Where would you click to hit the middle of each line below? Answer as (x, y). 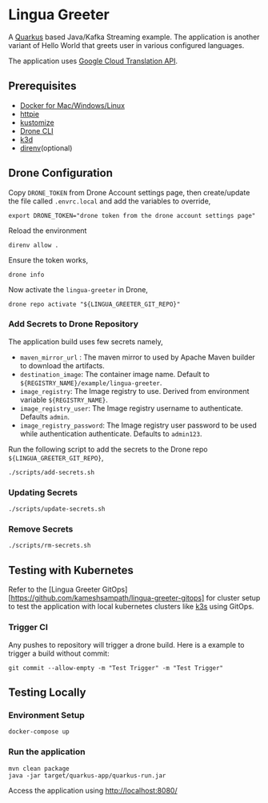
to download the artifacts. (62, 365)
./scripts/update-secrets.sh (57, 509)
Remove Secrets (41, 529)
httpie (30, 114)
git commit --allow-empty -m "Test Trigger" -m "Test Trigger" (116, 668)
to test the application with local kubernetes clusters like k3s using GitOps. (131, 607)
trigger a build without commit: (59, 653)
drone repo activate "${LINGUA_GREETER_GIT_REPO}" (94, 304)
